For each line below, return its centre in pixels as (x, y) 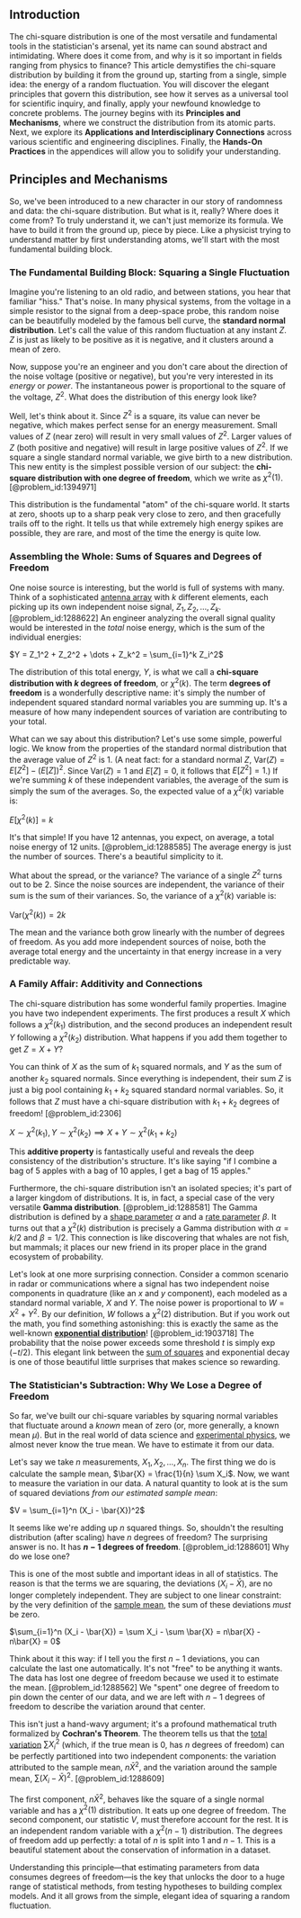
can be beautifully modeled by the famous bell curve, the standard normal (147, 320)
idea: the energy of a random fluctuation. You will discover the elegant (139, 84)
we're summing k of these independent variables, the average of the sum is (149, 780)
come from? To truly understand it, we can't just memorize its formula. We (146, 220)
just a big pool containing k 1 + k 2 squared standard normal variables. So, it (146, 1091)
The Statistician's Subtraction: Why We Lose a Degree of (136, 1385)
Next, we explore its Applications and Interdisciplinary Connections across (150, 132)
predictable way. (40, 961)
